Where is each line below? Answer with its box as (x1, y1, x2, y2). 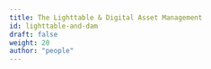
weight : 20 (9, 38, 50, 47)
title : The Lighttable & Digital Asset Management (9, 13, 203, 22)
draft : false (9, 30, 58, 39)
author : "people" (9, 47, 75, 56)
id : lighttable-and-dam (9, 22, 99, 30)
